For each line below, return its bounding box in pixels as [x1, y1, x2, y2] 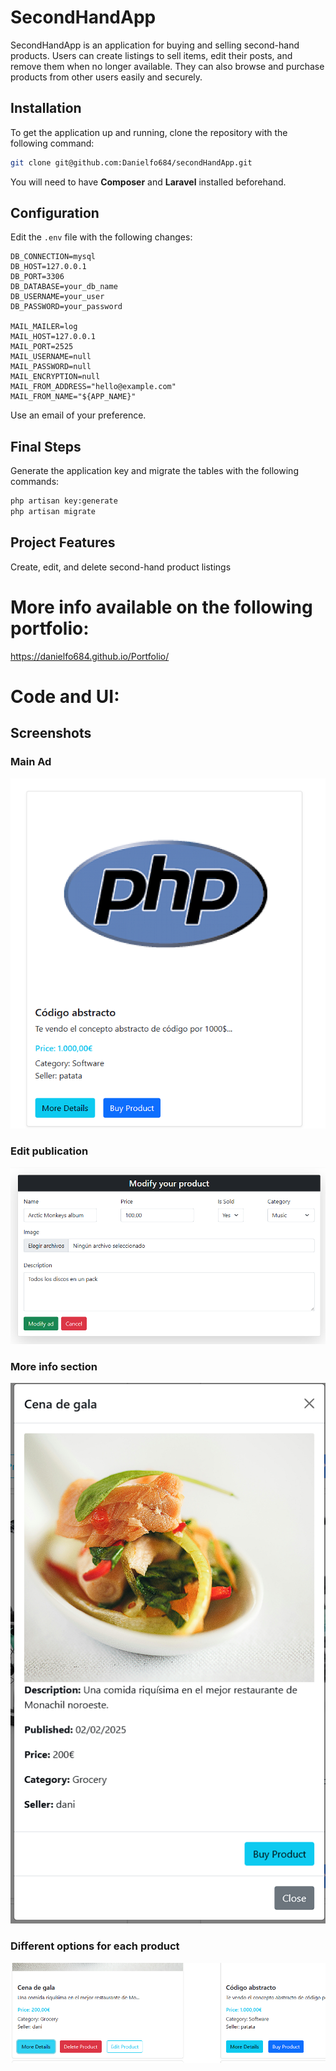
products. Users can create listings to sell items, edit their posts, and [10, 49, 293, 61]
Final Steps [10, 438, 82, 455]
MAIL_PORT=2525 [10, 342, 74, 352]
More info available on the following [10, 596, 313, 618]
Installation [10, 100, 82, 117]
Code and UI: [10, 685, 120, 708]
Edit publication [10, 1144, 89, 1158]
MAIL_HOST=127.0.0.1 [10, 332, 97, 342]
